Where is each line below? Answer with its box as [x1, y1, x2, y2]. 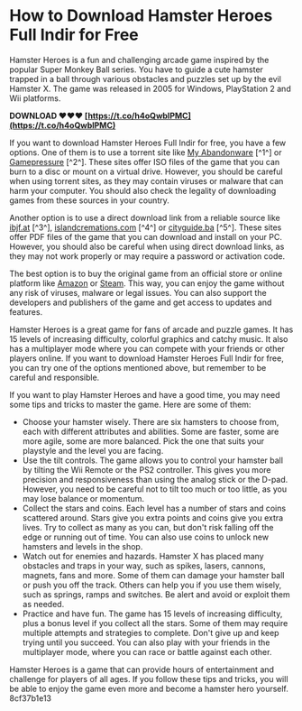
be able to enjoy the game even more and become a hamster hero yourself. [9, 683, 288, 694]
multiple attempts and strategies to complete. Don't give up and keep [22, 627, 279, 638]
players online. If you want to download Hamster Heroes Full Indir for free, [9, 353, 284, 364]
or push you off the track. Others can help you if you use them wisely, [22, 579, 282, 590]
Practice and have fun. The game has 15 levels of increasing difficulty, [22, 608, 283, 619]
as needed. [22, 598, 65, 609]
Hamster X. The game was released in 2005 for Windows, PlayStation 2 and [9, 83, 291, 94]
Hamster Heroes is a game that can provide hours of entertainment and [9, 664, 275, 675]
